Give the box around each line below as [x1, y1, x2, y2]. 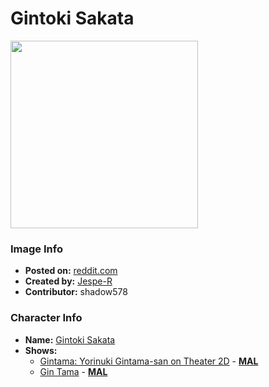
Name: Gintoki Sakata [24, 333, 116, 346]
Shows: [24, 344, 58, 356]
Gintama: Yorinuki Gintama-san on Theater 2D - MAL [39, 355, 259, 367]
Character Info [10, 311, 83, 325]
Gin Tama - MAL [39, 365, 108, 377]
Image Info [10, 242, 63, 256]
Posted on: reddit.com [24, 265, 118, 277]
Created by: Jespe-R [24, 275, 113, 287]
